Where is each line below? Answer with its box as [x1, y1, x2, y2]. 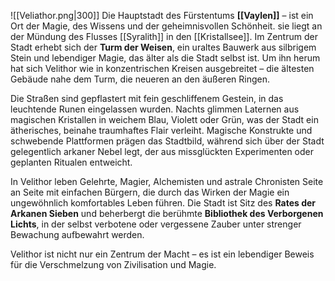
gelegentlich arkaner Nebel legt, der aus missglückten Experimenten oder [10, 146, 314, 157]
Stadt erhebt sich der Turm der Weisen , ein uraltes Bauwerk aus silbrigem [10, 41, 317, 53]
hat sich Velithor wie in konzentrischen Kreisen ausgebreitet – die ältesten [10, 63, 315, 74]
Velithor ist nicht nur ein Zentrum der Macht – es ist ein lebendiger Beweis [10, 248, 315, 260]
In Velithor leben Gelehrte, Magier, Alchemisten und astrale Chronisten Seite [10, 176, 324, 187]
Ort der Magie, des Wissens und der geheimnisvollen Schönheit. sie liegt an [10, 20, 323, 32]
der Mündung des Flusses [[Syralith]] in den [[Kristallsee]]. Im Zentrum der [10, 31, 318, 42]
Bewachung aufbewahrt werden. [10, 229, 145, 240]
